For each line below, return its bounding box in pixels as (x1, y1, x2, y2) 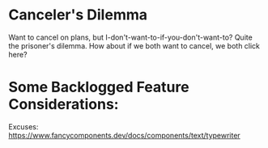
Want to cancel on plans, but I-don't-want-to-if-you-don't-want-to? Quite (8, 32, 253, 42)
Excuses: (8, 121, 39, 131)
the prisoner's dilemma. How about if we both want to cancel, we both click (8, 40, 261, 50)
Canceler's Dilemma (8, 6, 148, 24)
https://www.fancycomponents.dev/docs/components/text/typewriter (8, 130, 240, 140)
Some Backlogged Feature (8, 78, 189, 96)
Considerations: (8, 95, 119, 114)
